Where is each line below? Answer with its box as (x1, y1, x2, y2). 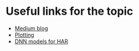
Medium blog (14, 25, 48, 32)
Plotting (14, 31, 34, 38)
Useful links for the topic (6, 4, 133, 18)
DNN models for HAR (14, 37, 69, 45)
